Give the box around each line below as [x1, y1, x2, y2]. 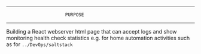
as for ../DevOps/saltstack [6, 41, 73, 48]
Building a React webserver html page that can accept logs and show [6, 28, 178, 35]
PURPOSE [65, 12, 84, 18]
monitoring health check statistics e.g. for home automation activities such [6, 34, 190, 41]
